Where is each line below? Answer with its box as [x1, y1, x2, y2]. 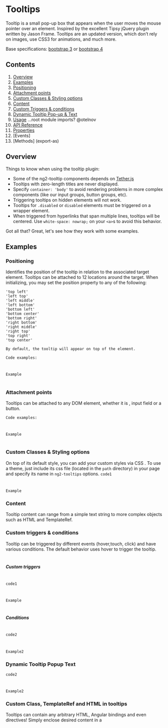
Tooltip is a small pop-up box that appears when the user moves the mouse [5, 20, 161, 26]
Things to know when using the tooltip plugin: [5, 166, 99, 172]
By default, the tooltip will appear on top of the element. [5, 347, 136, 352]
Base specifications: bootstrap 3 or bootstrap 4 [5, 46, 103, 52]
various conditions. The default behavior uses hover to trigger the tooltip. [5, 546, 156, 552]
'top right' [5, 333, 30, 339]
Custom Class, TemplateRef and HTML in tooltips [5, 700, 127, 707]
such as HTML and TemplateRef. [5, 516, 73, 523]
